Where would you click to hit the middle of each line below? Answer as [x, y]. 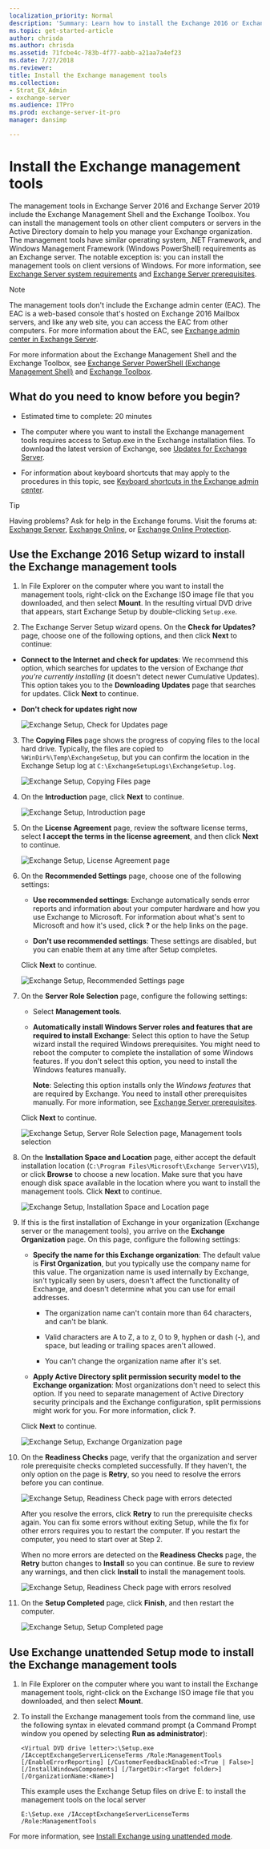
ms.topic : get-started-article [61, 30]
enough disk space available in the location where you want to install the [141, 1183]
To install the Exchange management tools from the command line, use [138, 1717]
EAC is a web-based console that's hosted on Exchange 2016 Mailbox [124, 313]
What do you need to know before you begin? [125, 397]
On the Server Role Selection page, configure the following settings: [134, 996]
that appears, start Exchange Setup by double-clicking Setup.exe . [129, 612]
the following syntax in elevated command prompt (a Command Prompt [139, 1725]
